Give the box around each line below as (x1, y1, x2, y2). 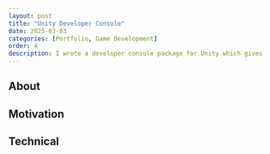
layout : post (8, 11, 53, 20)
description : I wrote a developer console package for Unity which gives (8, 49, 264, 58)
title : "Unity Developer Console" (8, 19, 126, 28)
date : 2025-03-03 (8, 27, 67, 35)
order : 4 (8, 42, 38, 50)
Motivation (8, 107, 65, 121)
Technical (8, 135, 59, 148)
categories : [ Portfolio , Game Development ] (8, 34, 158, 43)
